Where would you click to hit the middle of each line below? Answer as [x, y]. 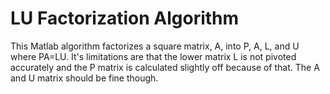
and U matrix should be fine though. [84, 78]
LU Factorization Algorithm [125, 18]
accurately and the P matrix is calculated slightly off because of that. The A [165, 67]
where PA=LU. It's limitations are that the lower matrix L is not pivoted [153, 56]
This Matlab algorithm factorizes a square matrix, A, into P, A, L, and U [155, 46]
